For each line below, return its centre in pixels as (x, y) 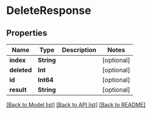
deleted (21, 70)
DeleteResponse (49, 11)
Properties (27, 33)
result (18, 90)
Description (79, 50)
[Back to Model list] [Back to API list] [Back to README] (76, 105)
